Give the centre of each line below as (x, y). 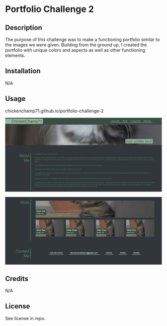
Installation (23, 71)
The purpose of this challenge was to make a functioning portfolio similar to (83, 39)
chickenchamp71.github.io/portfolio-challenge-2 (54, 111)
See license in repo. (25, 318)
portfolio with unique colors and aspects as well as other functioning (75, 50)
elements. (15, 55)
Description (24, 28)
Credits (17, 278)
